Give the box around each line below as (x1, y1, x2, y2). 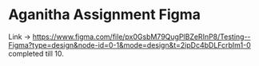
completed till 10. (8, 49, 64, 58)
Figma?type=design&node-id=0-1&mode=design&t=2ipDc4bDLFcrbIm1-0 (8, 40, 252, 49)
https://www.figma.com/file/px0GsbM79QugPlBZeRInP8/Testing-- (32, 32, 251, 41)
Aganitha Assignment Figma (8, 6, 201, 24)
